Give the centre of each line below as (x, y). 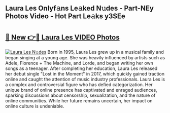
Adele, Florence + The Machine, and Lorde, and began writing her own (79, 63)
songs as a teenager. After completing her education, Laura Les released (81, 68)
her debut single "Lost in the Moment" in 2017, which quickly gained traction (85, 74)
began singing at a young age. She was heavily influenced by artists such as (85, 58)
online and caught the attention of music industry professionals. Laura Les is (85, 79)
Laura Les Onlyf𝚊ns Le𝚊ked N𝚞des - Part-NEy (79, 8)
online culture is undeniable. (35, 106)
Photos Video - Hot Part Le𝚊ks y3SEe (65, 16)
